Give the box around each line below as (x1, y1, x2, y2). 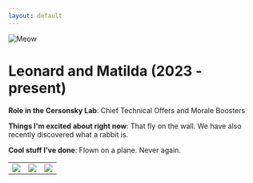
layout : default (8, 11, 62, 20)
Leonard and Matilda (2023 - (8, 62, 203, 80)
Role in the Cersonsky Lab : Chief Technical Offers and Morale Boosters (8, 105, 246, 115)
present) (8, 79, 66, 97)
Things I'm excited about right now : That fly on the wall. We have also (8, 121, 242, 131)
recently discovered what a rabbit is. (8, 129, 129, 139)
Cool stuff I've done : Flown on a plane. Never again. (8, 145, 182, 155)
